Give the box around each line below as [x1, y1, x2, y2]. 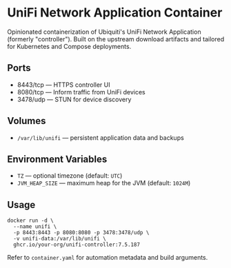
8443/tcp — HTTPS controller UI [17, 81, 110, 89]
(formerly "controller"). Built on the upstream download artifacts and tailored [7, 34, 225, 43]
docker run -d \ [7, 217, 54, 225]
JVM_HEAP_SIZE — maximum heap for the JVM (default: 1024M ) [17, 179, 191, 187]
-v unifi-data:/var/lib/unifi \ [13, 236, 107, 243]
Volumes [7, 115, 46, 127]
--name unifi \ [13, 223, 57, 230]
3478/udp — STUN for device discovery [17, 95, 132, 103]
